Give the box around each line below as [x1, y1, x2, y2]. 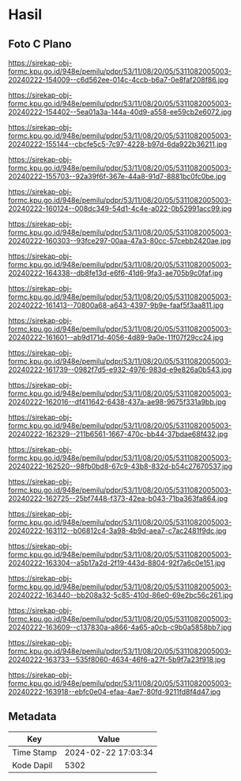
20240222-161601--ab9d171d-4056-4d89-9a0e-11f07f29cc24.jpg [8, 333, 224, 342]
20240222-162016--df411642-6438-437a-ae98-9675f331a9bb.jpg [8, 397, 227, 406]
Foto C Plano [8, 37, 72, 51]
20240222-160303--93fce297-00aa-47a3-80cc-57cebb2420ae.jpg [8, 236, 232, 245]
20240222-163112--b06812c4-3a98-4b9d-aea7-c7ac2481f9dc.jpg [8, 526, 227, 535]
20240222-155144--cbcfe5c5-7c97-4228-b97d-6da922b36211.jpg [8, 140, 228, 148]
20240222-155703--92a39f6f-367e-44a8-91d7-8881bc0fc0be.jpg [8, 172, 227, 181]
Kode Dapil [12, 760, 53, 771]
